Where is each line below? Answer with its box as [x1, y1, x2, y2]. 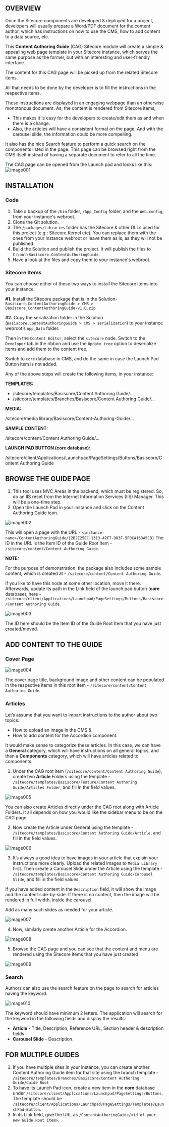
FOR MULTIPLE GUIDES [5, 1051, 79, 1059]
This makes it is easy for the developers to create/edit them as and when [12, 115, 164, 121]
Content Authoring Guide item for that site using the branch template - [12, 1069, 159, 1075]
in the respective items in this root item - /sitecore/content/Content [5, 682, 147, 688]
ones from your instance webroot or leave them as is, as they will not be [12, 235, 162, 241]
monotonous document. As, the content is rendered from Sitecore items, [5, 105, 156, 111]
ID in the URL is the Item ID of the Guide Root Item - [5, 540, 112, 546]
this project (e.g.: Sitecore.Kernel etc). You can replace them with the [12, 230, 156, 236]
